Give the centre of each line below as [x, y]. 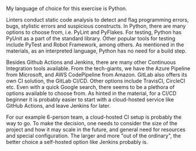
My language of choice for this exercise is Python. [67, 8]
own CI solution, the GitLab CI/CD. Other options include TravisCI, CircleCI [96, 81]
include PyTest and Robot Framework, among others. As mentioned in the [95, 44]
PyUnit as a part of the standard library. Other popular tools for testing [91, 38]
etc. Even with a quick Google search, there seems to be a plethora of [90, 87]
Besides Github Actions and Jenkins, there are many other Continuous [91, 62]
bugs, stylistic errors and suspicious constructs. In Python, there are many [96, 26]
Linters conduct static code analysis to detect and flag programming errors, [97, 20]
